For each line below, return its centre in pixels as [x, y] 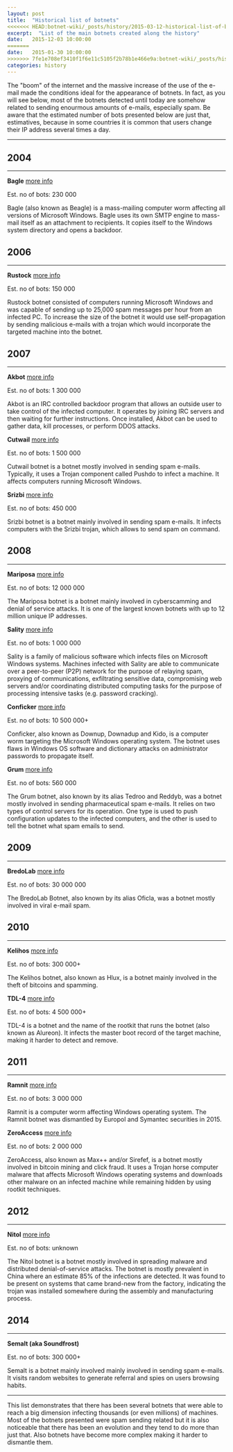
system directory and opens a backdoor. [65, 230]
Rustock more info [34, 275]
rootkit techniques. [34, 1189]
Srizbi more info [30, 495]
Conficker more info [36, 707]
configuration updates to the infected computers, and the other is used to [112, 818]
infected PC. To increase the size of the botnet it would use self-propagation [116, 317]
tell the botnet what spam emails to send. [66, 825]
